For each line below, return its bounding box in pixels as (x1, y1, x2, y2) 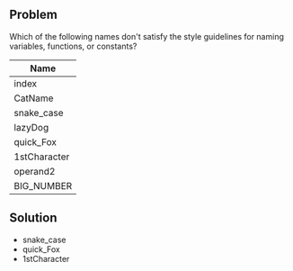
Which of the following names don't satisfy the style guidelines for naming (9, 31, 285, 41)
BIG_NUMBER (13, 179, 73, 192)
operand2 (13, 165, 56, 177)
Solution (9, 211, 58, 226)
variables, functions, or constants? (9, 41, 138, 51)
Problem (9, 7, 58, 23)
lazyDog (13, 121, 49, 133)
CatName (13, 92, 54, 104)
